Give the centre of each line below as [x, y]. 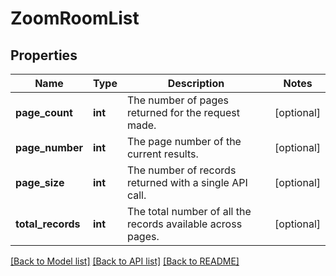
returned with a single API [187, 182]
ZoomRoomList [75, 18]
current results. [162, 154]
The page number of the [184, 141]
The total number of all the [189, 211]
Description [196, 83]
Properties [44, 55]
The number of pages [178, 100]
